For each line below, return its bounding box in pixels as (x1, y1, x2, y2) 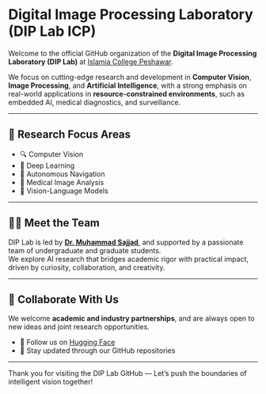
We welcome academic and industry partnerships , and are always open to (8, 314, 255, 324)
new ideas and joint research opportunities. (8, 322, 150, 331)
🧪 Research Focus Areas (8, 128, 131, 142)
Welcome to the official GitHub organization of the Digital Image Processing (8, 48, 257, 58)
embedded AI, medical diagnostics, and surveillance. (8, 97, 180, 107)
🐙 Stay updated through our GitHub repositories (19, 346, 176, 355)
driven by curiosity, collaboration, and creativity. (8, 263, 165, 272)
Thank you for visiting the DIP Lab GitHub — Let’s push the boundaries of (8, 369, 247, 378)
